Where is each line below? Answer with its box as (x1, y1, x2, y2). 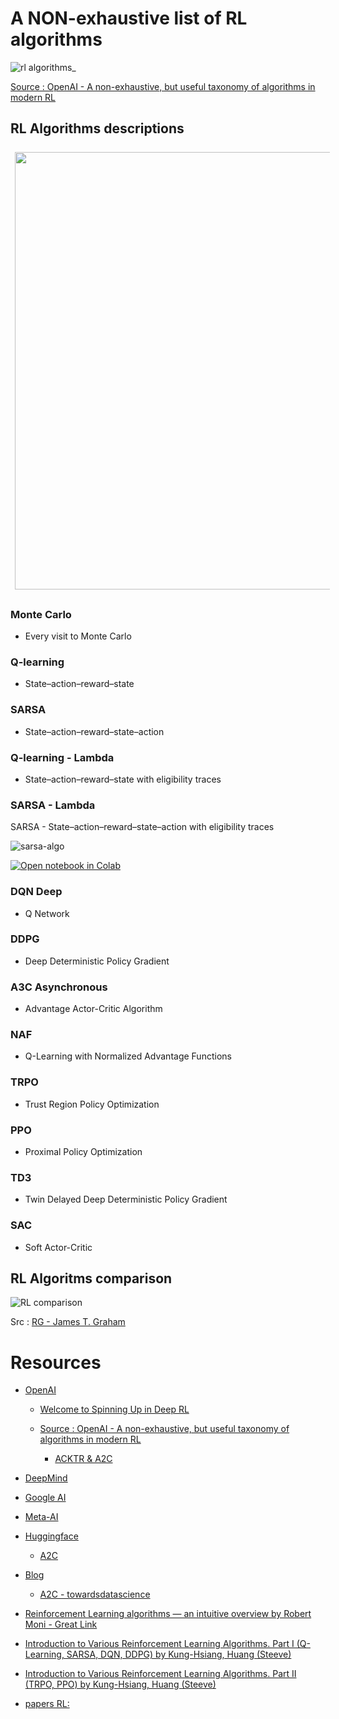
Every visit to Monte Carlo (24, 630, 132, 642)
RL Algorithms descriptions (10, 120, 185, 137)
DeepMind (24, 1472, 68, 1484)
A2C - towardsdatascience (39, 1588, 151, 1601)
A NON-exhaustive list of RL (10, 7, 248, 30)
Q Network (24, 907, 70, 919)
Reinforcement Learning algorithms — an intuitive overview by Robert (24, 1608, 312, 1620)
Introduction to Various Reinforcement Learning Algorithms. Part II (24, 1668, 297, 1680)
